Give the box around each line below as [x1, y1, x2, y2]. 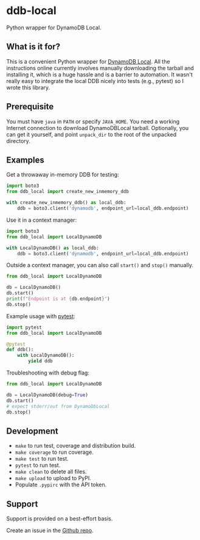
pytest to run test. [15, 462, 61, 469]
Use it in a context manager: [6, 216, 77, 224]
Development [6, 426, 59, 436]
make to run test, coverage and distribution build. [15, 442, 136, 450]
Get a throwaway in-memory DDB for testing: [6, 171, 120, 178]
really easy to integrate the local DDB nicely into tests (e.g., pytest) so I [6, 77, 184, 84]
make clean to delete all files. [15, 468, 87, 475]
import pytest [6, 324, 43, 330]
